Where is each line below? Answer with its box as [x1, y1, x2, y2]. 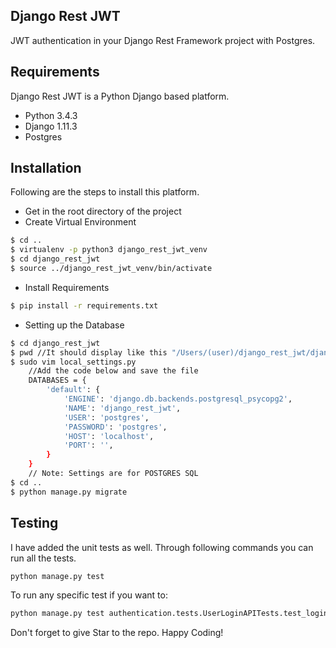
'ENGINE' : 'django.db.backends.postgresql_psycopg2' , [63, 394, 293, 404]
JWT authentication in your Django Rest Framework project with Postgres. [10, 34, 316, 46]
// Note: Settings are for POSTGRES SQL [28, 469, 199, 479]
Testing [10, 515, 59, 532]
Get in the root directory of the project [24, 205, 182, 218]
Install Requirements [24, 281, 110, 293]
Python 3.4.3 [24, 109, 78, 121]
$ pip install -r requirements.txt [10, 300, 159, 311]
